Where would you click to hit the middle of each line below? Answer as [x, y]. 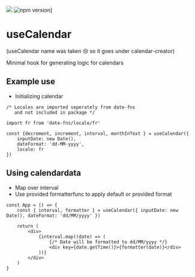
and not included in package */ [55, 112]
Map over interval [37, 187]
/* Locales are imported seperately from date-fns [71, 107]
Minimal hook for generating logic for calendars [65, 63]
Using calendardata [44, 173]
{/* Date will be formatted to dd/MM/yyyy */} [108, 242]
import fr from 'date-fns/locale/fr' [53, 123]
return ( [28, 226]
